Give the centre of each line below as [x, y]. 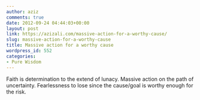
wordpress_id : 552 [29, 51]
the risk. [16, 92]
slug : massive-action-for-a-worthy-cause [59, 40]
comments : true [25, 17]
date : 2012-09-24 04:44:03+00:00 [48, 23]
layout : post [22, 28]
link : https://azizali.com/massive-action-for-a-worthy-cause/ [87, 34]
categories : [21, 56]
